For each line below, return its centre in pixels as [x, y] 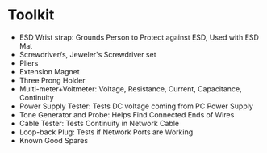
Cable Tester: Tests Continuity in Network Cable [99, 123]
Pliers [29, 63]
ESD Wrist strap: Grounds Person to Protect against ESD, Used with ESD [139, 37]
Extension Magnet [49, 71]
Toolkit [31, 15]
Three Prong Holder [52, 80]
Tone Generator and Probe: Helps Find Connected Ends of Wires [127, 114]
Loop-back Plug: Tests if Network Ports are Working [106, 132]
